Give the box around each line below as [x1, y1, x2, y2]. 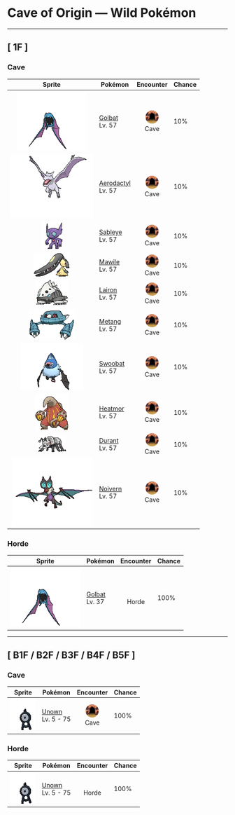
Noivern [99, 485, 122, 493]
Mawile [99, 257, 120, 266]
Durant [99, 437, 119, 445]
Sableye [99, 228, 122, 236]
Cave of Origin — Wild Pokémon [7, 5, 197, 21]
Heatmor [99, 404, 124, 413]
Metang [99, 317, 122, 325]
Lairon [99, 285, 117, 294]
